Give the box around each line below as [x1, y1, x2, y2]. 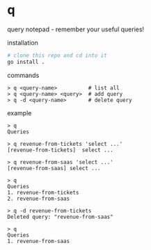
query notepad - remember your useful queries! [7, 25, 145, 33]
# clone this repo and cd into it [7, 51, 108, 59]
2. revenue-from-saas [7, 195, 70, 202]
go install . [7, 58, 45, 65]
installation [7, 38, 38, 47]
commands [7, 71, 40, 79]
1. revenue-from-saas [7, 237, 70, 244]
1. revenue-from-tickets [7, 189, 79, 196]
